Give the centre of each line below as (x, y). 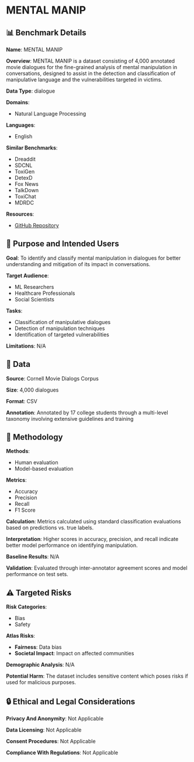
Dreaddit (25, 159)
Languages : (21, 125)
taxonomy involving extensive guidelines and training (70, 419)
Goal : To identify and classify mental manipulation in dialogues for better (93, 258)
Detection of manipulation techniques (60, 328)
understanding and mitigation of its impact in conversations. (78, 264)
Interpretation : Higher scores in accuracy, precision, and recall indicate (92, 539)
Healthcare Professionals (45, 293)
